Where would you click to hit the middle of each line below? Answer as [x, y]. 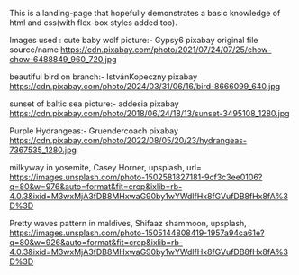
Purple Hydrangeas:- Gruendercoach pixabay [94, 131]
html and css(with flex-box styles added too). [93, 23]
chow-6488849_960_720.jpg [63, 59]
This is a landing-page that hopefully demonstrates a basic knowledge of [145, 13]
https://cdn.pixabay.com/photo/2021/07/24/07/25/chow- [166, 50]
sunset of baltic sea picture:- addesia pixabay [94, 104]
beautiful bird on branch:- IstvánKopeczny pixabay [104, 77]
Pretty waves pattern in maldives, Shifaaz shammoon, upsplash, [128, 223]
